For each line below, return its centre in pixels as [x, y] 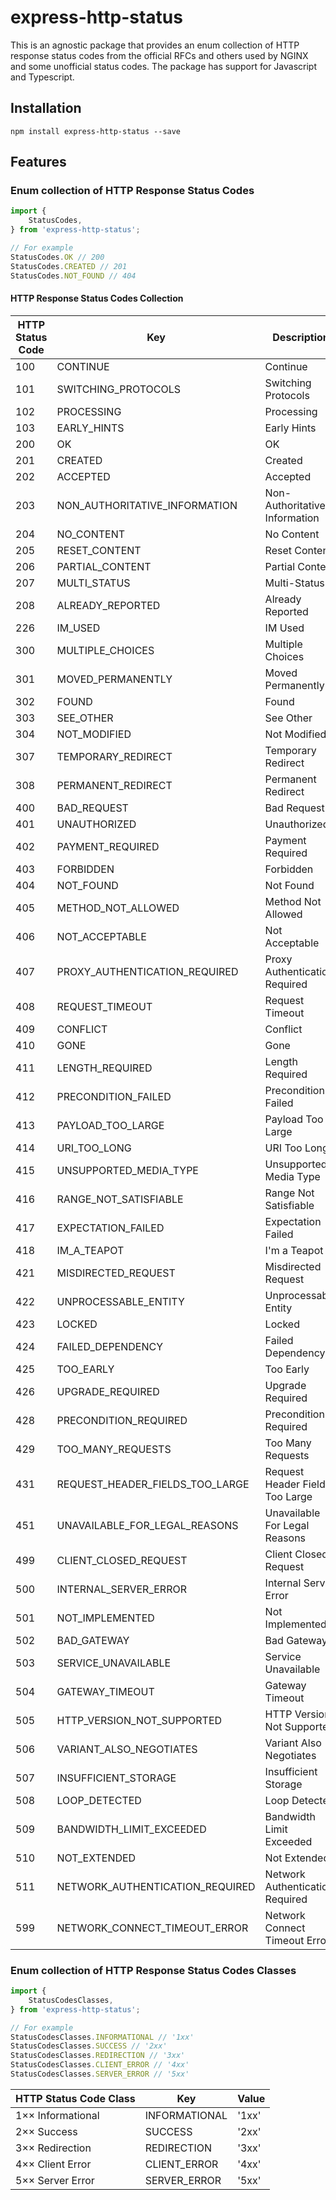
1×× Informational [57, 2115]
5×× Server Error [55, 2180]
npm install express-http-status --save [96, 131]
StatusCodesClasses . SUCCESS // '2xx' [89, 2046]
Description [301, 337]
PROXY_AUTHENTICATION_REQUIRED [147, 971]
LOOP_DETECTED [99, 1800]
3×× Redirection [53, 2148]
